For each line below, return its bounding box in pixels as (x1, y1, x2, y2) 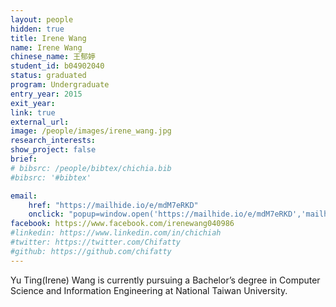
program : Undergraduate (10, 80, 110, 90)
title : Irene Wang (10, 33, 87, 43)
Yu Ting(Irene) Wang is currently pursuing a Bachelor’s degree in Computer (10, 274, 321, 286)
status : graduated (10, 71, 87, 81)
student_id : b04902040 (10, 61, 105, 71)
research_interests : (10, 136, 97, 146)
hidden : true (10, 24, 65, 34)
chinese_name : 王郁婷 (10, 52, 96, 62)
